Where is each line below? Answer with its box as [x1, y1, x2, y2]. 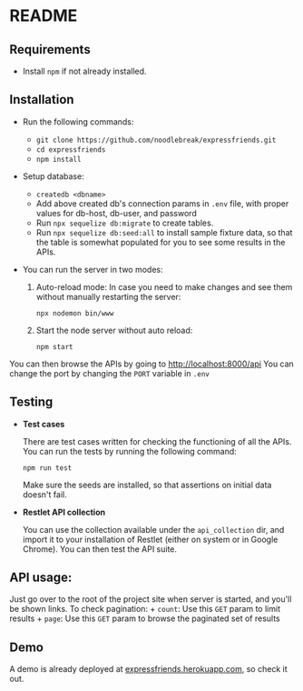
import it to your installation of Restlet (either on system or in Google [22, 534, 279, 545]
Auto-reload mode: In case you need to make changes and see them [35, 281, 293, 292]
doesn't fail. [22, 488, 67, 500]
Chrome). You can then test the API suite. [22, 543, 178, 555]
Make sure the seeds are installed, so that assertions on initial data [22, 479, 272, 490]
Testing [9, 395, 54, 410]
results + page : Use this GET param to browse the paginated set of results [9, 613, 280, 624]
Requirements [9, 42, 91, 57]
